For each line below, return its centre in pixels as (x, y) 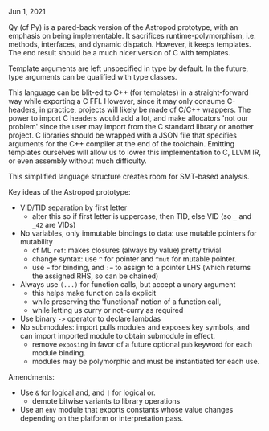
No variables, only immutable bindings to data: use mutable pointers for (138, 233)
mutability (37, 242)
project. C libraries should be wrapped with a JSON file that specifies (122, 135)
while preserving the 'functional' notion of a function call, (126, 302)
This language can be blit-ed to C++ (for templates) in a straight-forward (128, 92)
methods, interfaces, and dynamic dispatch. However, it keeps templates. (130, 44)
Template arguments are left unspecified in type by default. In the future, (128, 68)
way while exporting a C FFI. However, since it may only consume (117, 101)
